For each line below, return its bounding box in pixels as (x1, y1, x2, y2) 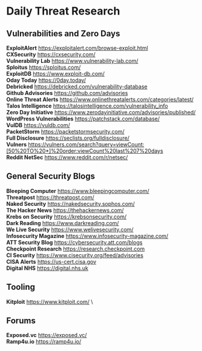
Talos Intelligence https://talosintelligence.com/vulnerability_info (6, 102, 168, 110)
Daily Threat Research (6, 4, 120, 18)
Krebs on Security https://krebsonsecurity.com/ (6, 213, 127, 220)
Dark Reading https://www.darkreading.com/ (6, 219, 119, 226)
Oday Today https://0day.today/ (6, 77, 86, 84)
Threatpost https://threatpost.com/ (6, 194, 95, 201)
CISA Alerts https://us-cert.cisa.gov (6, 258, 97, 265)
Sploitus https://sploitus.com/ (6, 64, 81, 71)
